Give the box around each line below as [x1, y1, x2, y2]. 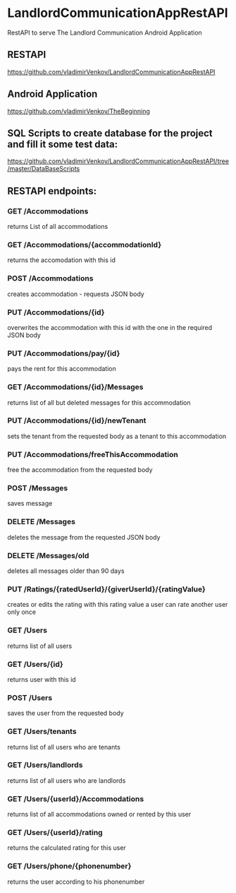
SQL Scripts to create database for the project [7, 127, 213, 139]
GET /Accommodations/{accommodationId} [7, 239, 162, 249]
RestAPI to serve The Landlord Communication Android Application [7, 28, 202, 37]
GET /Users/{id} [7, 659, 63, 669]
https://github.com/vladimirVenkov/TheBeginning [7, 107, 150, 115]
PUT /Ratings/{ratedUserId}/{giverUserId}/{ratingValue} [7, 584, 206, 594]
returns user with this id [7, 675, 76, 683]
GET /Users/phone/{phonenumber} [7, 861, 132, 871]
